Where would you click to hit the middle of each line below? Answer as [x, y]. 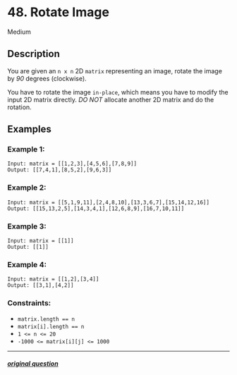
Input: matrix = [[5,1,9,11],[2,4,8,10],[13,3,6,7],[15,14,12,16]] [109, 202]
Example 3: [27, 226]
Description [34, 54]
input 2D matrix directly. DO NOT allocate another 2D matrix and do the [111, 99]
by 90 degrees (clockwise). [47, 78]
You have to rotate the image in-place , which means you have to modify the [118, 92]
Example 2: [27, 187]
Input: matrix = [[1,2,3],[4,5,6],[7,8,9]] [72, 164]
